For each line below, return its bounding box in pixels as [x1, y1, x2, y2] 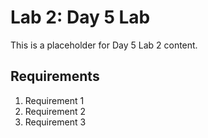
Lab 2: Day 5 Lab [10, 6, 151, 29]
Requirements [10, 68, 100, 85]
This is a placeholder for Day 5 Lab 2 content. [10, 39, 198, 51]
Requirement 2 [24, 105, 86, 117]
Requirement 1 [24, 94, 85, 106]
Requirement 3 [24, 116, 87, 128]
